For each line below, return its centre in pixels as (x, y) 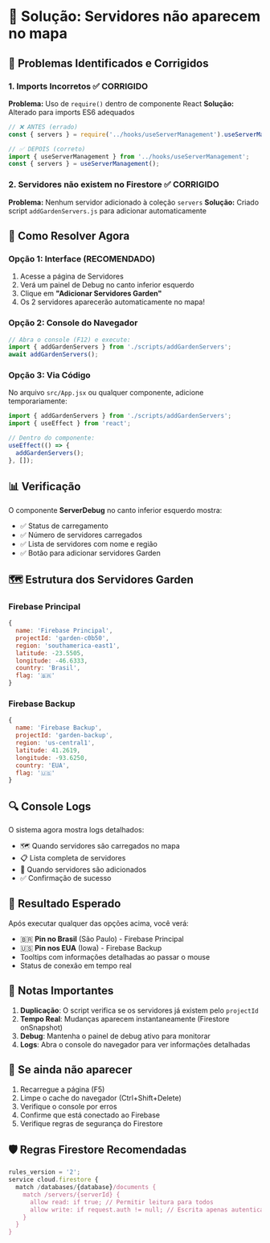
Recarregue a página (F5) (62, 1089)
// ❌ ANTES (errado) (43, 127)
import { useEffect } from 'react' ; (70, 423)
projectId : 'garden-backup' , (64, 736)
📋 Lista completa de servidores (73, 858)
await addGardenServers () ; (53, 355)
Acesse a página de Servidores (72, 276)
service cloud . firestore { (53, 1180)
